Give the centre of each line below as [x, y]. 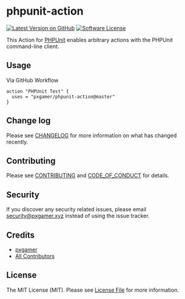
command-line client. [33, 46]
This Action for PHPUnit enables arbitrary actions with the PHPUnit [89, 40]
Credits [21, 235]
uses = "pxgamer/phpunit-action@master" [63, 97]
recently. [17, 142]
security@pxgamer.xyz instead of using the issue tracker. [78, 216]
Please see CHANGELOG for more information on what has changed [92, 135]
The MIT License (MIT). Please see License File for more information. [92, 290]
